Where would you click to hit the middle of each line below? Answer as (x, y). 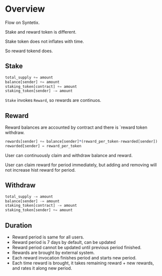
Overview (25, 9)
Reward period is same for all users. (48, 237)
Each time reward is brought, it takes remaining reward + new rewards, (83, 263)
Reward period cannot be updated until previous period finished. (77, 247)
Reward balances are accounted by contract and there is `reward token (76, 127)
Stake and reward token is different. (41, 32)
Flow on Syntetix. (22, 22)
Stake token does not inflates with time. (45, 41)
